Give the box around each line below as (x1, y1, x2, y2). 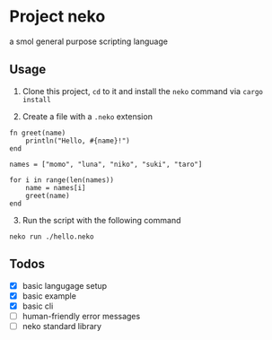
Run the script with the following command (22, 214, 181, 225)
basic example (22, 290, 76, 301)
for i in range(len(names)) (9, 175, 115, 185)
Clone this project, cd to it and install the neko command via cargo (22, 85, 263, 96)
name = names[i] (25, 183, 87, 192)
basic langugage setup (22, 280, 108, 291)
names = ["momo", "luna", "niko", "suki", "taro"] (9, 160, 203, 169)
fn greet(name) (9, 128, 66, 137)
